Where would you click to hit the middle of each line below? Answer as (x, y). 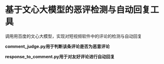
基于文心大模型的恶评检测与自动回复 (78, 10)
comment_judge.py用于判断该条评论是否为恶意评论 (57, 46)
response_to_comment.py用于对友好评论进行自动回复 (60, 56)
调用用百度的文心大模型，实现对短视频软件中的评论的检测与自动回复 (73, 36)
